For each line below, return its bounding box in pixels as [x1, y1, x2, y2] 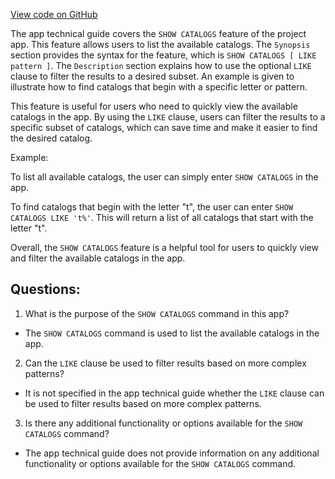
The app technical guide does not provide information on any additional [24, 447, 320, 459]
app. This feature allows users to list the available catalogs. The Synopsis [10, 39, 311, 50]
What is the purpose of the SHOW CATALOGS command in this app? [24, 307, 290, 319]
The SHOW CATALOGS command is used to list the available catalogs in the [24, 327, 320, 339]
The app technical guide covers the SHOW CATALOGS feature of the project [10, 28, 307, 39]
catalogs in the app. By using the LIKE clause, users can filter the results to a [10, 111, 326, 123]
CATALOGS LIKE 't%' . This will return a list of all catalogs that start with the [10, 212, 314, 223]
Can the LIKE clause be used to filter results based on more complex [24, 357, 307, 369]
